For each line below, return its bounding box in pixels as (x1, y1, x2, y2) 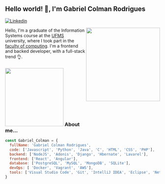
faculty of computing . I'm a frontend (5, 43, 79, 49)
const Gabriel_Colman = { (5, 138, 58, 143)
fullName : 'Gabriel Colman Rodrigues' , (9, 142, 91, 147)
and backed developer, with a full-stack (5, 48, 85, 54)
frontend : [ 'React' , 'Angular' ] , (9, 156, 78, 161)
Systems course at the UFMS (5, 32, 64, 38)
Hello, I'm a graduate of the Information (5, 27, 85, 33)
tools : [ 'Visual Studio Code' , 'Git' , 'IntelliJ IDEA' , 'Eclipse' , (9, 170, 151, 175)
